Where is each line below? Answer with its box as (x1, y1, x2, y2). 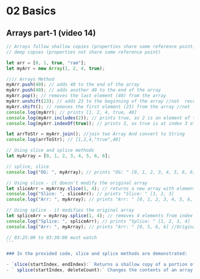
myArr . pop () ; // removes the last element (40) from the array (6, 93, 167, 99)
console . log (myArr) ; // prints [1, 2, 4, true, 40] (6, 109, 137, 115)
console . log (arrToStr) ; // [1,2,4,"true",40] (6, 137, 121, 143)
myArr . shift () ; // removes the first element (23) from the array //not (6, 104, 190, 109)
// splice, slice (6, 164, 49, 170)
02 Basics (6, 4, 57, 18)
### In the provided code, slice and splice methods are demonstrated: (6, 251, 187, 257)
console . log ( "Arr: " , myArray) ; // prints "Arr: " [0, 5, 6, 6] (6, 224, 169, 230)
